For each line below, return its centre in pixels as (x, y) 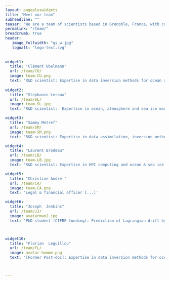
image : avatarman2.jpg (34, 216)
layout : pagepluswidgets (31, 10)
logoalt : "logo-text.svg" (39, 48)
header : (13, 38)
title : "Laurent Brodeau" (37, 151)
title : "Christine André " (38, 178)
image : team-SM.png (30, 132)
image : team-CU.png (30, 76)
